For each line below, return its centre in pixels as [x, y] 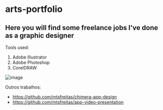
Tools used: [17, 47]
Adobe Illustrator [30, 57]
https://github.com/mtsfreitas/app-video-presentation [68, 102]
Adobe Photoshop [31, 62]
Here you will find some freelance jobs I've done [82, 28]
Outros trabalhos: [23, 87]
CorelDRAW [24, 68]
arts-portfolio [34, 9]
